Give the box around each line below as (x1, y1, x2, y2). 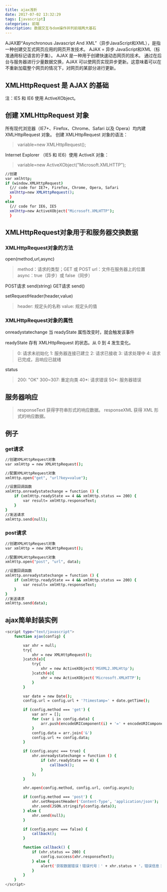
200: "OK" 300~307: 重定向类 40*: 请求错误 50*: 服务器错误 (17, 377, 142, 383)
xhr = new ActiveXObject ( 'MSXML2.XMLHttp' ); (40, 666, 135, 671)
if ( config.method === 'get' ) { (23, 707, 90, 713)
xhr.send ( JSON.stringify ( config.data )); (31, 804, 117, 809)
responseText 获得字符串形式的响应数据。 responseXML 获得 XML (17, 407, 153, 413)
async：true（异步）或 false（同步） (17, 273, 93, 279)
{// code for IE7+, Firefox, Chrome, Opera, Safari (9, 185, 119, 190)
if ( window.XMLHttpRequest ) (5, 180, 64, 186)
